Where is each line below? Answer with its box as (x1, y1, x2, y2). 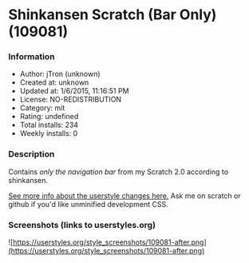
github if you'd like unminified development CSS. (8, 199, 169, 209)
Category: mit (19, 103, 65, 113)
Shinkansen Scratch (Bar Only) (8, 6, 217, 24)
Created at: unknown (19, 78, 89, 87)
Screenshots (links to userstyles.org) (8, 219, 156, 230)
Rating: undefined (19, 112, 79, 122)
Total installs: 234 (19, 120, 78, 130)
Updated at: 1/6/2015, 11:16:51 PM (19, 86, 129, 96)
